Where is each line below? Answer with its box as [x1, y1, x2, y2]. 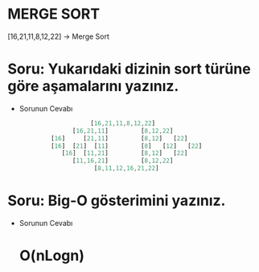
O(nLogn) [18, 247, 85, 265]
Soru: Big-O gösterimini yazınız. [7, 191, 226, 210]
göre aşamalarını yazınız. [7, 77, 179, 95]
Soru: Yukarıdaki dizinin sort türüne [7, 60, 251, 78]
